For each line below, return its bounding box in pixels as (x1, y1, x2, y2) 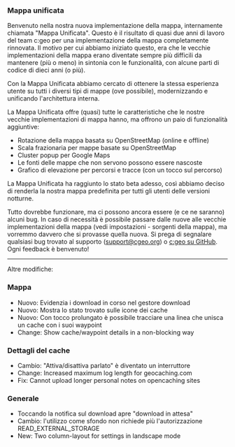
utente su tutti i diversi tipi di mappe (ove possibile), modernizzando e (7, 87, 208, 96)
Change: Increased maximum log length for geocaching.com (17, 369, 192, 377)
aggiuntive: (7, 123, 40, 131)
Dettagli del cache (7, 345, 71, 355)
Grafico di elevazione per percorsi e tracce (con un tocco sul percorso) (17, 166, 222, 175)
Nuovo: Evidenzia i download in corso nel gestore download (17, 298, 191, 307)
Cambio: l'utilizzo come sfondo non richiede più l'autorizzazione (17, 417, 203, 425)
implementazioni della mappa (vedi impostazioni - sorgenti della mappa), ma (7, 223, 227, 231)
